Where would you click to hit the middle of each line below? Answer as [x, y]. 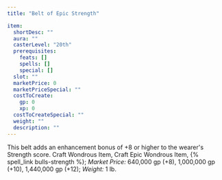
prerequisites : [35, 51]
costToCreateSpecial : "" [49, 115]
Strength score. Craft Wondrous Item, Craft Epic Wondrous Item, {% [103, 154]
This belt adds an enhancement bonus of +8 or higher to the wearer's [106, 147]
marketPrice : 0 [35, 83]
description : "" [36, 127]
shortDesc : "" [33, 32]
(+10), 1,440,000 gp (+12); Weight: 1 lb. [62, 169]
